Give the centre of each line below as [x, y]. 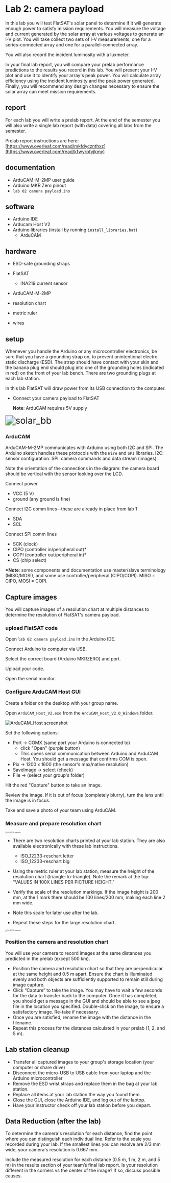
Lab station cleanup [38, 1050]
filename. [22, 1022]
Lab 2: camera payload [55, 9]
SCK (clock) [25, 544]
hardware [21, 251]
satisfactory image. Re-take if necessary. [56, 1012]
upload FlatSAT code [32, 628]
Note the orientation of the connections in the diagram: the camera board [82, 469]
